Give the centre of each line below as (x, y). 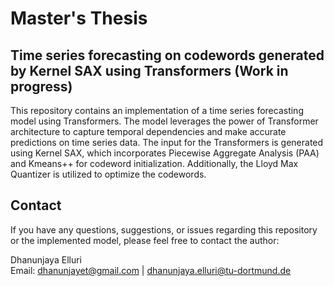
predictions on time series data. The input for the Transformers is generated (167, 142)
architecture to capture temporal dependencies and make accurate (148, 131)
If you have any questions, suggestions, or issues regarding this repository (164, 229)
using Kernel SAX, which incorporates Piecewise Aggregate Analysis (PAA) (165, 153)
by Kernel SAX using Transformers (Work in (149, 70)
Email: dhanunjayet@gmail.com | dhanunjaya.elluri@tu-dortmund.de (151, 270)
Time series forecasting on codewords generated (167, 55)
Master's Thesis (79, 18)
